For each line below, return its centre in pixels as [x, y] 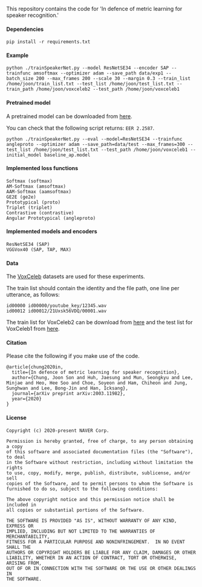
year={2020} [27, 399]
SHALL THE [19, 547]
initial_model [24, 155]
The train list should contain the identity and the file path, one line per [93, 288]
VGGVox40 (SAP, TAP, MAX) [39, 250]
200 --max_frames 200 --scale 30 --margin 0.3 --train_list [113, 79]
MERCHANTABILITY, [28, 536]
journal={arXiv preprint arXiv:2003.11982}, [69, 394]
